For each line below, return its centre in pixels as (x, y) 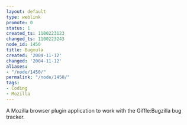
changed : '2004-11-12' (34, 61)
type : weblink (24, 17)
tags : (13, 83)
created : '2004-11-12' (34, 55)
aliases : (17, 66)
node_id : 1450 (24, 45)
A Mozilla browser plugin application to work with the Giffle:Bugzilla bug (94, 110)
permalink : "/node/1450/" (38, 77)
